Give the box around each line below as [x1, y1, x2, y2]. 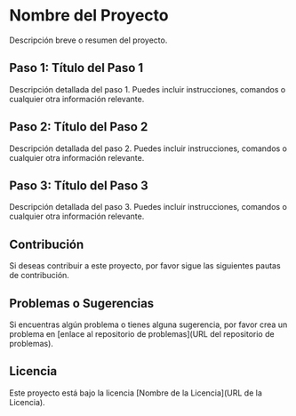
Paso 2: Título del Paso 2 [9, 119, 148, 134]
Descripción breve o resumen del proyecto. [9, 35, 168, 45]
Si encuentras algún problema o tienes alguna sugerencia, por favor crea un [9, 319, 288, 330]
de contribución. [9, 270, 69, 281]
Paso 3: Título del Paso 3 [9, 178, 148, 193]
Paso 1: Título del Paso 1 [9, 60, 144, 76]
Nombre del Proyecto [9, 5, 169, 26]
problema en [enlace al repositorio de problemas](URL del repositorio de [9, 329, 275, 339]
